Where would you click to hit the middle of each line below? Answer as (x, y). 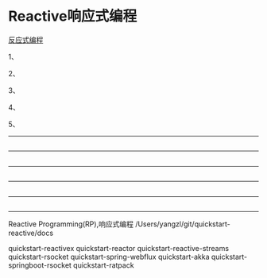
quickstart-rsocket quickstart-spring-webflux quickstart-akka (109, 257)
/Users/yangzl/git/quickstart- (182, 224)
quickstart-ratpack (103, 265)
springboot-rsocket (40, 265)
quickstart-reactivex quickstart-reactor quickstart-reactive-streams (118, 248)
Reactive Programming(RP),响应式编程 (71, 224)
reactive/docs (31, 233)
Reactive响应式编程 (73, 16)
